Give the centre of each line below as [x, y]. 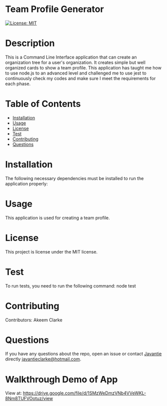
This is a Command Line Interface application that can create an [71, 57]
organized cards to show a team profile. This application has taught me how [83, 67]
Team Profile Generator [54, 9]
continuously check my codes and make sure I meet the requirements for [80, 78]
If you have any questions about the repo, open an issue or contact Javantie [83, 354]
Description [30, 43]
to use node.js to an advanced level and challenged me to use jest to [76, 73]
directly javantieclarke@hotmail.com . [43, 359]
